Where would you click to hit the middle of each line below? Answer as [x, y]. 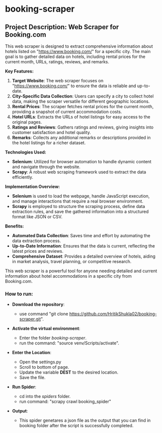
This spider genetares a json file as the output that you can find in [85, 420]
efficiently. [23, 177]
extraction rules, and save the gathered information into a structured [80, 211]
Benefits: [15, 226]
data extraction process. [36, 241]
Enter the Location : [32, 353]
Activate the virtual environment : [46, 329]
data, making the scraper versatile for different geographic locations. [81, 101]
